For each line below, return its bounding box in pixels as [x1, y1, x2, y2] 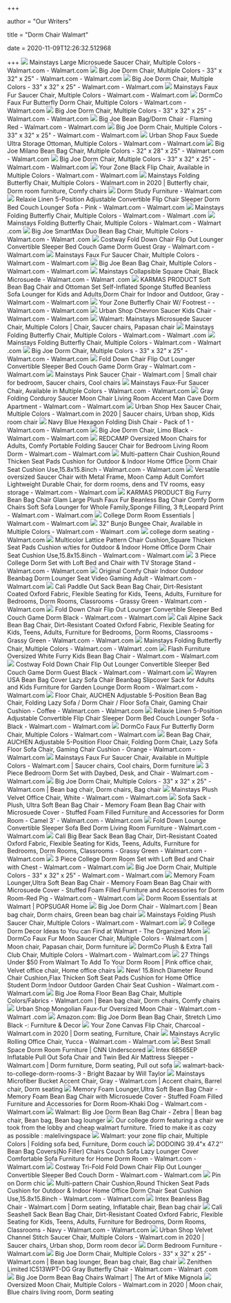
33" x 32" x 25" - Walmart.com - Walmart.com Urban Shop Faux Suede [7, 131, 219, 139]
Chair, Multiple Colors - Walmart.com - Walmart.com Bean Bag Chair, [7, 730, 212, 739]
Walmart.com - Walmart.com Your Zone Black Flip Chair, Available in [7, 163, 210, 171]
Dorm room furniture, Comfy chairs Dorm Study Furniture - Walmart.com [7, 187, 223, 195]
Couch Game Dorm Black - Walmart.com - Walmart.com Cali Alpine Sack [7, 614, 223, 622]
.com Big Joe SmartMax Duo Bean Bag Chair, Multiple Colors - [7, 227, 194, 235]
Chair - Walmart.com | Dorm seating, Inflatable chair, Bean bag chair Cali [7, 1203, 223, 1211]
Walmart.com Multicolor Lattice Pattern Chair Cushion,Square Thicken [7, 536, 215, 544]
